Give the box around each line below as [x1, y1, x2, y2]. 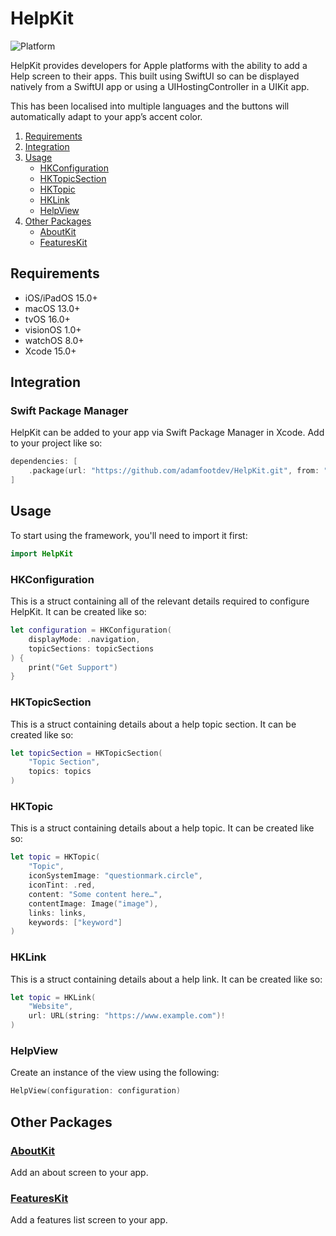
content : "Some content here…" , [28, 889, 163, 899]
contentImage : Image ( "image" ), [28, 898, 159, 909]
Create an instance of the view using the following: [10, 1067, 220, 1079]
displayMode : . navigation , [28, 634, 141, 644]
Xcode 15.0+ [24, 345, 77, 357]
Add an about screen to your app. [10, 1166, 149, 1178]
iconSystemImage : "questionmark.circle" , [28, 871, 203, 881]
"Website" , [28, 1002, 74, 1012]
